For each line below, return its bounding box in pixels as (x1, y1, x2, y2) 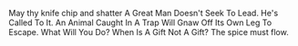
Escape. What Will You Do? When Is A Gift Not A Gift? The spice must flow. (8, 27, 289, 37)
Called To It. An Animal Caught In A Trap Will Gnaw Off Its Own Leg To (8, 17, 272, 28)
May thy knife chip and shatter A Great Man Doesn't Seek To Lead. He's (8, 8, 279, 18)
